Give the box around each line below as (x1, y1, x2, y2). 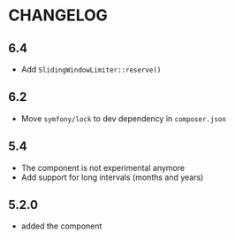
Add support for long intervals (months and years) (20, 172, 204, 182)
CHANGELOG (8, 5, 108, 26)
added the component (20, 221, 102, 231)
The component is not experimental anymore (20, 162, 186, 173)
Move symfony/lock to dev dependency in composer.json (20, 112, 227, 124)
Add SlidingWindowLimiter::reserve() (20, 64, 162, 74)
